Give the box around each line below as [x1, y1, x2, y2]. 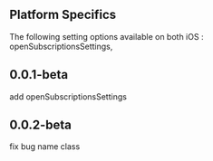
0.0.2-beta [9, 118, 73, 133]
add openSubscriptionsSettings [9, 90, 127, 102]
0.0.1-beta [9, 67, 69, 82]
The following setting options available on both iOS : [9, 31, 204, 42]
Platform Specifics [9, 7, 117, 23]
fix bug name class [9, 141, 81, 152]
